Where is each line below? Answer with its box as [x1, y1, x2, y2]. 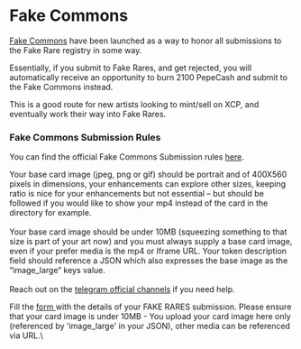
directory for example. [9, 207, 92, 218]
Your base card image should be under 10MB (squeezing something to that [9, 226, 287, 237]
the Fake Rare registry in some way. [9, 44, 142, 55]
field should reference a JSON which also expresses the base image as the [9, 255, 288, 266]
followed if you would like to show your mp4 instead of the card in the [9, 197, 269, 208]
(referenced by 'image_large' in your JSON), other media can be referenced [9, 321, 291, 332]
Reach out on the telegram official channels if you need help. [9, 284, 236, 295]
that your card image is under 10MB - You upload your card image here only [9, 311, 291, 322]
